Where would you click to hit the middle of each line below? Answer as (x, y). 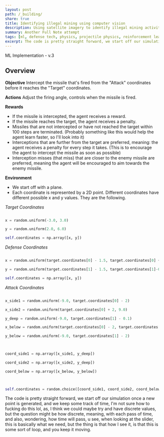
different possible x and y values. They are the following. (69, 197)
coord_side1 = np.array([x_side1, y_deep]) (50, 354)
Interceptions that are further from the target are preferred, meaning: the (85, 142)
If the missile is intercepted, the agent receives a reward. (69, 116)
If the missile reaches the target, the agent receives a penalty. (74, 121)
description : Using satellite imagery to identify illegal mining (74, 28)
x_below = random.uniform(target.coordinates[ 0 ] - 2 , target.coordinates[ (83, 327)
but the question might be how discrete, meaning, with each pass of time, (79, 414)
